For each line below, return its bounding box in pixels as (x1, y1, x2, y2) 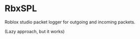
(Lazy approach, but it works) (4, 28, 65, 34)
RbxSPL (4, 3, 38, 14)
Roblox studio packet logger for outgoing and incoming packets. (4, 19, 136, 25)
